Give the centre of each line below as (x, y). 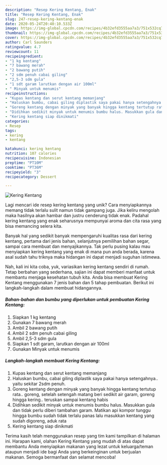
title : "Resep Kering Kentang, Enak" (44, 14)
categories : (17, 121)
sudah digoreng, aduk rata (40, 421)
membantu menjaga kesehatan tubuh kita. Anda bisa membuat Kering (77, 277)
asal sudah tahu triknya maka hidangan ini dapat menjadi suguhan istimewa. (83, 257)
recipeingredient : (24, 56)
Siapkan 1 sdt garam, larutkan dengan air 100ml (61, 344)
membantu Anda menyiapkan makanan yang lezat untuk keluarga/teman (79, 447)
